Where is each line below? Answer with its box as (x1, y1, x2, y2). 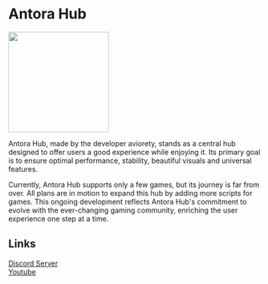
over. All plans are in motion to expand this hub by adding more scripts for (8, 188, 253, 197)
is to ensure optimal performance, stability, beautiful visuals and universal (8, 156, 252, 165)
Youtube (8, 266, 36, 277)
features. (8, 164, 39, 173)
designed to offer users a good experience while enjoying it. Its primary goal (8, 147, 261, 156)
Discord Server (8, 258, 59, 268)
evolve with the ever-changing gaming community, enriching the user (8, 205, 238, 215)
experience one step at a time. (8, 213, 109, 223)
